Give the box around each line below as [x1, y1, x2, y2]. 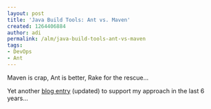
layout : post [7, 10, 45, 17]
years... [7, 94, 29, 102]
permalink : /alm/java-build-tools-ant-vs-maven [7, 36, 146, 43]
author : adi [7, 29, 41, 36]
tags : [7, 42, 23, 49]
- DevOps [7, 49, 32, 56]
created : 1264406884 [7, 23, 67, 29]
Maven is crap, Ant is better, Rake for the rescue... [7, 73, 149, 82]
